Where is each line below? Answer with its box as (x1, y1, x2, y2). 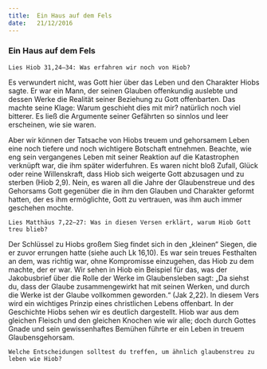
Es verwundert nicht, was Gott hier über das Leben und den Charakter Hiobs (8, 77, 260, 87)
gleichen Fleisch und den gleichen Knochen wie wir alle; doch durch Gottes (8, 316, 257, 325)
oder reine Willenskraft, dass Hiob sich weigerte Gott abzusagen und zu (8, 169, 245, 179)
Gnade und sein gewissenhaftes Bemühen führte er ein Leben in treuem (8, 324, 245, 333)
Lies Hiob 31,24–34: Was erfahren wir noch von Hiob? (8, 63, 191, 72)
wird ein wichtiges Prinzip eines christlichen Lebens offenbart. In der (8, 298, 234, 308)
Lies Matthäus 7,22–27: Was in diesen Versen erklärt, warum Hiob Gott (8, 218, 251, 226)
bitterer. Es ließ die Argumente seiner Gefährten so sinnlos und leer (8, 111, 229, 120)
